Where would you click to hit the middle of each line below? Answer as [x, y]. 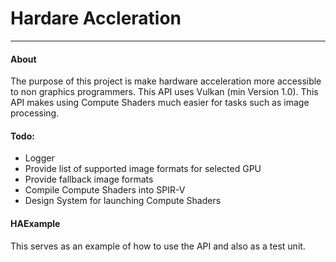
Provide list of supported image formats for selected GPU [143, 169]
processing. [35, 113]
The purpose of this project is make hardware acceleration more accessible [166, 81]
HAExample [35, 223]
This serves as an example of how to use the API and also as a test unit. [158, 246]
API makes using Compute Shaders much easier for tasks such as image [160, 103]
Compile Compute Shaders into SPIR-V [105, 190]
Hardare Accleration [96, 18]
